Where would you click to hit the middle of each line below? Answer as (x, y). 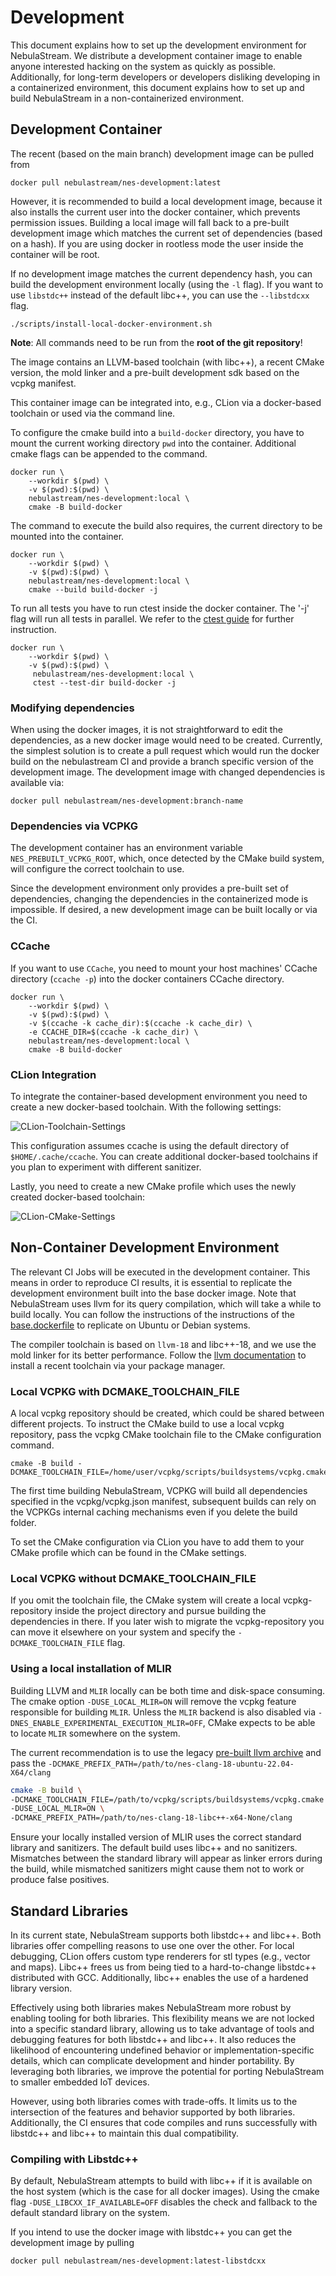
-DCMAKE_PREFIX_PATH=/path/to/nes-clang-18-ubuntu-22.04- (171, 1764)
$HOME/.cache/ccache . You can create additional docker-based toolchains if (164, 1156)
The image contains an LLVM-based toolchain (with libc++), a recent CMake (167, 362)
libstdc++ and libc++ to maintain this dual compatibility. (125, 2133)
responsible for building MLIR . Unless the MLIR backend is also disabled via (163, 1712)
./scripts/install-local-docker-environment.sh (111, 324)
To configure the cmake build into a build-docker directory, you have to (157, 432)
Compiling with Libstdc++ (74, 2159)
